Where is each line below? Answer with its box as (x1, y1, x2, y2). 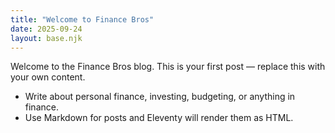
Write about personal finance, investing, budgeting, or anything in (24, 91, 296, 103)
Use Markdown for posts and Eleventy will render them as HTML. (24, 112, 294, 124)
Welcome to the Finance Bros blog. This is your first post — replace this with (10, 61, 326, 73)
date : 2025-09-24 (10, 24, 83, 34)
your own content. (10, 71, 86, 83)
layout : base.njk (10, 33, 83, 43)
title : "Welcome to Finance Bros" (10, 14, 155, 25)
